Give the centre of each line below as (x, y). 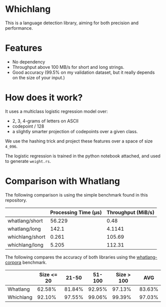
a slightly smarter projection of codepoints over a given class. (75, 131)
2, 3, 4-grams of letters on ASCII (45, 121)
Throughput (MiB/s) (130, 212)
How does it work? (44, 98)
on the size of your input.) (39, 77)
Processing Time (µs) (76, 212)
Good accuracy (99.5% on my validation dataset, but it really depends (83, 72)
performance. (19, 28)
